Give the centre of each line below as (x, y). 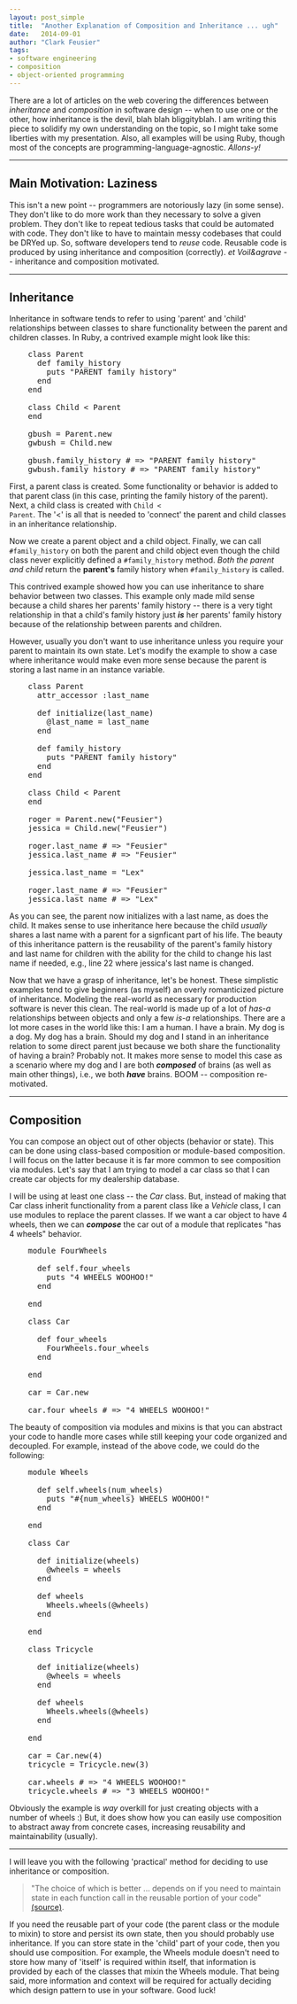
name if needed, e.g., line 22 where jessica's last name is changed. (132, 963)
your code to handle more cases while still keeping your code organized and (148, 1437)
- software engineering (53, 58)
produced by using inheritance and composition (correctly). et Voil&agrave (145, 252)
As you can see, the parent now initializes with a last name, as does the (139, 916)
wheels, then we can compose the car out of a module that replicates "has (145, 1224)
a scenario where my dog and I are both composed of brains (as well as (140, 1065)
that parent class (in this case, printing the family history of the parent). (139, 496)
